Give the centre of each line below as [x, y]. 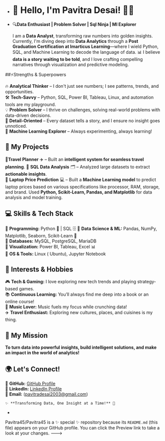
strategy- [147, 282]
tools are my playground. [31, 104]
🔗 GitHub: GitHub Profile [30, 383]
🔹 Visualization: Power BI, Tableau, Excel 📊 [50, 246]
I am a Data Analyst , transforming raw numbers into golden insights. [82, 36]
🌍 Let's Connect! [33, 369]
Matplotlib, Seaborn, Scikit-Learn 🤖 [41, 235]
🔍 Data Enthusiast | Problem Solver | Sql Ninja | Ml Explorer [74, 24]
